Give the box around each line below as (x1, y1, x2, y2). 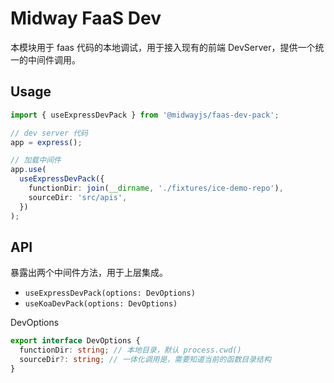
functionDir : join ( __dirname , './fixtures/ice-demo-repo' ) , (28, 183, 284, 193)
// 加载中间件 (10, 155, 62, 166)
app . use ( (10, 165, 47, 175)
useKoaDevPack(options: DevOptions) (24, 299, 178, 309)
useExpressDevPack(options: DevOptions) (24, 288, 196, 299)
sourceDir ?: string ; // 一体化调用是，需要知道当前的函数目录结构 (19, 355, 272, 365)
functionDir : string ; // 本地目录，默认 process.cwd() (19, 345, 242, 356)
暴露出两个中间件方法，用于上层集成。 (10, 267, 168, 279)
